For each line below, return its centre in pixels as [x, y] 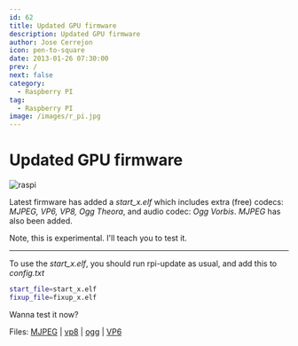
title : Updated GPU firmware [63, 26]
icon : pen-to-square [47, 51]
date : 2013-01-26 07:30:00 [59, 59]
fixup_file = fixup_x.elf [53, 297]
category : [27, 83]
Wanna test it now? [44, 314]
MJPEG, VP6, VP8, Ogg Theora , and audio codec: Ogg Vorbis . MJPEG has [145, 212]
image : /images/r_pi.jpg [55, 116]
